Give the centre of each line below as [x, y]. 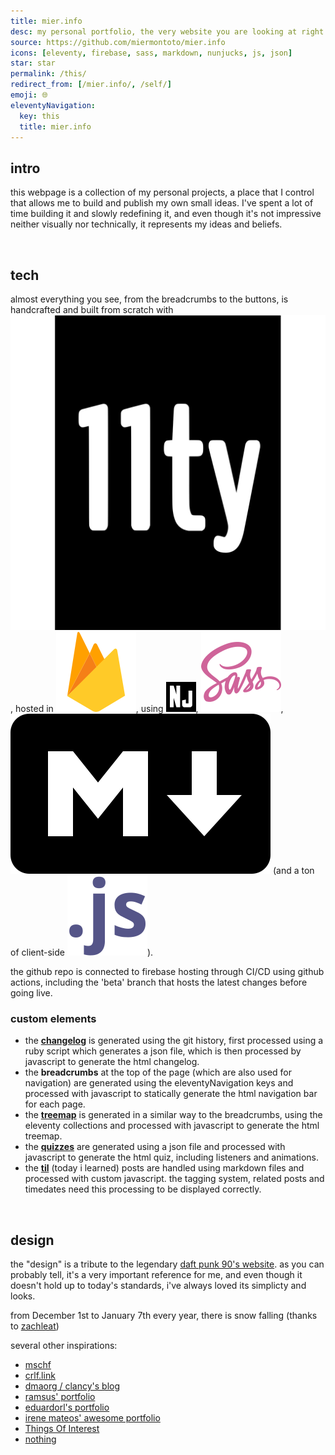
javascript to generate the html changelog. [112, 1062]
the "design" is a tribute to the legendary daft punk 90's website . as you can [167, 1264]
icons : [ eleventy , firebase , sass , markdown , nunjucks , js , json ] [151, 53]
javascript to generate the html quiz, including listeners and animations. [172, 1157]
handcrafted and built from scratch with [92, 309]
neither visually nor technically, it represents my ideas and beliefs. [146, 224]
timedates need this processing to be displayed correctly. [143, 1189]
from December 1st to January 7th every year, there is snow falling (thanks [164, 1316]
